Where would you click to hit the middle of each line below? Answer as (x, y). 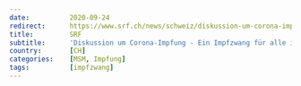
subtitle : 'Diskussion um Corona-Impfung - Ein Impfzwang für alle (148, 43)
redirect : (28, 26)
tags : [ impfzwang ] (62, 68)
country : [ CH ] (48, 51)
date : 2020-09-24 (60, 17)
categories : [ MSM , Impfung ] (68, 59)
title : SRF (46, 34)
